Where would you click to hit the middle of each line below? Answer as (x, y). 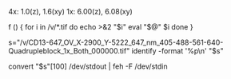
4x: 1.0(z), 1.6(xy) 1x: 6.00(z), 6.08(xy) (71, 12)
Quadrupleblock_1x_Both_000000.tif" (69, 51)
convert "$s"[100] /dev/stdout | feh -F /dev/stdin (88, 66)
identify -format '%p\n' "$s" (177, 51)
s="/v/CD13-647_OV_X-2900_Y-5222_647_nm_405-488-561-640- (116, 42)
